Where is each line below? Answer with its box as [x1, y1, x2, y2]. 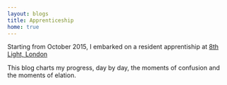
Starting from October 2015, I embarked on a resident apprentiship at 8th [7, 43, 219, 51]
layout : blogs [7, 10, 49, 18]
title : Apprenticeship [7, 17, 74, 24]
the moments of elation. [7, 71, 76, 79]
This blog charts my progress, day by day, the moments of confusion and [7, 64, 221, 72]
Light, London [7, 50, 48, 58]
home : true [7, 23, 39, 30]
